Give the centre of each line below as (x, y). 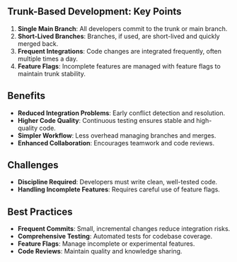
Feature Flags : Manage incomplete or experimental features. (106, 244)
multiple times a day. (48, 59)
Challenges (33, 165)
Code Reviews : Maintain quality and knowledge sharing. (100, 251)
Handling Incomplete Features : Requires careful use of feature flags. (119, 189)
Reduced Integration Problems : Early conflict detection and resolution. (121, 113)
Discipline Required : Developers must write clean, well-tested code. (117, 182)
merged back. (38, 43)
